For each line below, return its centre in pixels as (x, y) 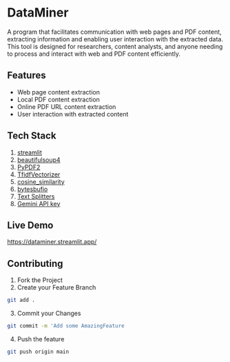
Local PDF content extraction (58, 99)
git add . (21, 300)
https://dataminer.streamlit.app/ (52, 242)
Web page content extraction (58, 92)
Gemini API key (39, 203)
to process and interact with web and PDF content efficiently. (94, 54)
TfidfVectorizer (39, 174)
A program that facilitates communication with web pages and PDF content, (114, 32)
